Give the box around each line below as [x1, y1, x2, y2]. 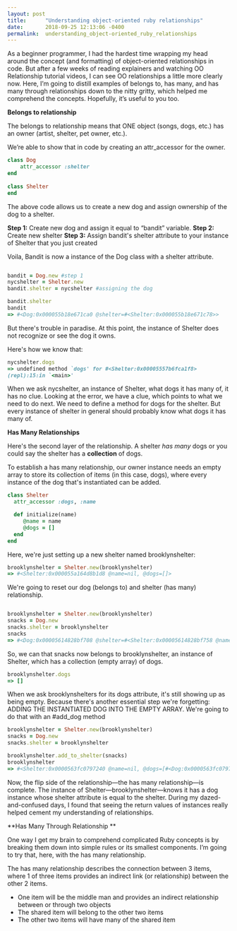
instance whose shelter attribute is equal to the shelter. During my [7, 793, 199, 802]
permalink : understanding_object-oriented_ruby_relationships [7, 30, 197, 37]
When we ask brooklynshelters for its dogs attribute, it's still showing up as [7, 690, 226, 699]
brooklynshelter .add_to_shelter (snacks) [7, 752, 128, 759]
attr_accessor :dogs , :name [13, 499, 97, 506]
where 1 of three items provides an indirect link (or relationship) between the [7, 872, 229, 880]
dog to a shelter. [7, 210, 55, 218]
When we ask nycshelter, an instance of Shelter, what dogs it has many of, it [7, 384, 229, 393]
